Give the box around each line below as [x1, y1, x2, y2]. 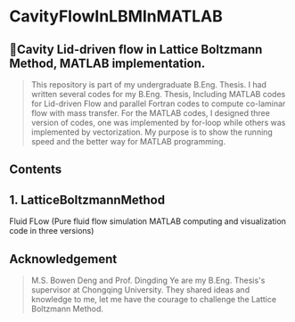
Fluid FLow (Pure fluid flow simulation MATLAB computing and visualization [9, 216, 287, 227]
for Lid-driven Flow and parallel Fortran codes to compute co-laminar [30, 98, 286, 109]
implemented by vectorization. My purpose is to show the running [30, 127, 274, 137]
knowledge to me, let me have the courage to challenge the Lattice [30, 294, 277, 305]
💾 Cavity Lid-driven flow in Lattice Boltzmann [9, 42, 263, 57]
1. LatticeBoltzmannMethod [9, 192, 166, 207]
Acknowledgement [9, 252, 118, 267]
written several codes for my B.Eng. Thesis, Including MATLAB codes [30, 89, 286, 99]
